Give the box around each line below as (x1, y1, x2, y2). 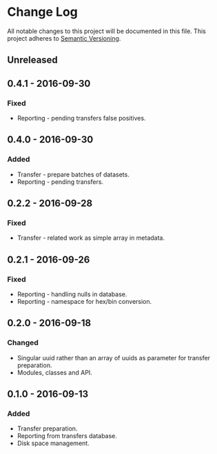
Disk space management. (17, 439, 90, 448)
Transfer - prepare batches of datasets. (17, 170, 130, 178)
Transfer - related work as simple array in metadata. (17, 234, 165, 242)
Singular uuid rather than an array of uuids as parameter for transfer (17, 353, 211, 362)
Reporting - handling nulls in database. (17, 290, 127, 298)
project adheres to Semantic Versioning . (7, 34, 121, 42)
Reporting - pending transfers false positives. (17, 114, 146, 123)
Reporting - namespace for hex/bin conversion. (17, 298, 152, 306)
